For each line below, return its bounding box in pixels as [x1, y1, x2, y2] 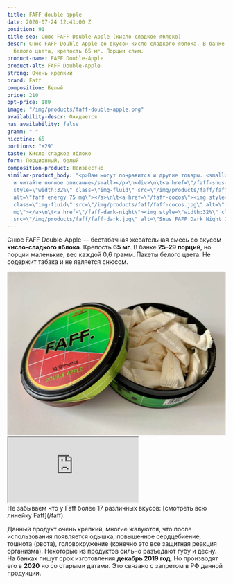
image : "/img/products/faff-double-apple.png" [7, 106, 144, 114]
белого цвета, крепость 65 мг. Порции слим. [13, 48, 144, 55]
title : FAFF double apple [7, 11, 82, 18]
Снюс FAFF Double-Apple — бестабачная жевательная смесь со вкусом [7, 236, 222, 244]
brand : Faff [7, 77, 42, 84]
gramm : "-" [7, 128, 39, 135]
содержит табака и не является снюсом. [7, 258, 128, 266]
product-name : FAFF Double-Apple [7, 55, 104, 62]
